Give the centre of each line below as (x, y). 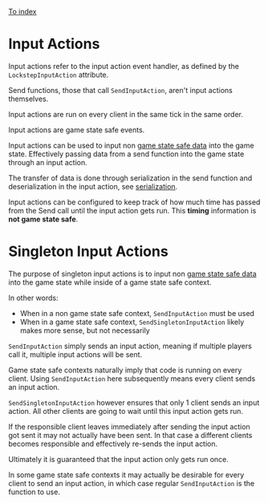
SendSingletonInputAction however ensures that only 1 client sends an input (134, 402)
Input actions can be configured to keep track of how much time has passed (134, 202)
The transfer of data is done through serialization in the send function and (130, 178)
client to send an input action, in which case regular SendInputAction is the (132, 483)
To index (22, 12)
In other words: (33, 298)
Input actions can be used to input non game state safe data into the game (131, 145)
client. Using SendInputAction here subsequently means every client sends (132, 378)
